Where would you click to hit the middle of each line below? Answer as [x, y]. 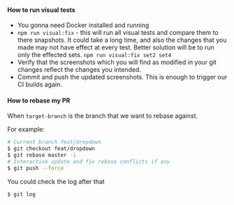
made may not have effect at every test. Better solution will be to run [116, 47]
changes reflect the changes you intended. [79, 70]
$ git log [22, 194]
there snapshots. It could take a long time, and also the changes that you [122, 40]
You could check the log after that [56, 181]
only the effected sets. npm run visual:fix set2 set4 [94, 55]
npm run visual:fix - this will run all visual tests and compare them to [118, 33]
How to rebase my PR [39, 100]
